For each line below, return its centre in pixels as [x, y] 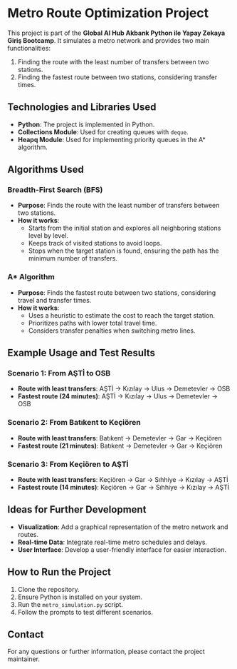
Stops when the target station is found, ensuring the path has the [123, 251]
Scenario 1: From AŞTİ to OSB [59, 373]
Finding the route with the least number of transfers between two [113, 61]
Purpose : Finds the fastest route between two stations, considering [117, 292]
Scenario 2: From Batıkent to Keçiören [74, 423]
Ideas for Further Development [77, 509]
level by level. [48, 236]
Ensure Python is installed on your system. [80, 597]
